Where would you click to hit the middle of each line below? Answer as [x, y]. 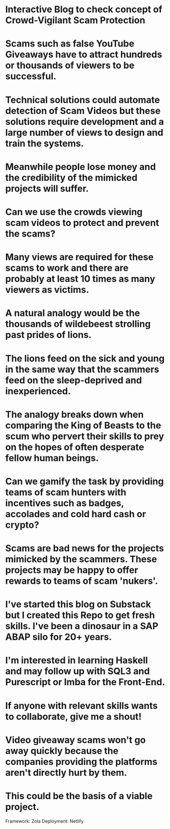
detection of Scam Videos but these [83, 111]
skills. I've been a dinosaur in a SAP [82, 626]
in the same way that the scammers [82, 369]
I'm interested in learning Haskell [77, 660]
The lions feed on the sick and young [85, 358]
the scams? [30, 233]
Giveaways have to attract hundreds [84, 55]
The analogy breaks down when [75, 414]
